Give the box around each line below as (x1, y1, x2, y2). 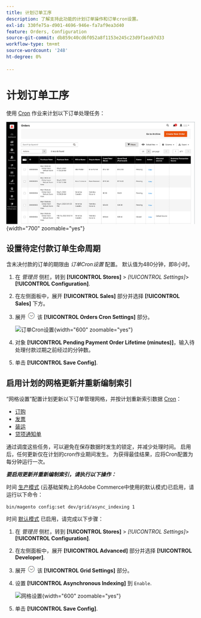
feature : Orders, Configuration (6, 29, 87, 35)
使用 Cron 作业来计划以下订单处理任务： (6, 109, 105, 117)
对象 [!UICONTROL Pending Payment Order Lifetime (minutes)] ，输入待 (14, 339, 195, 346)
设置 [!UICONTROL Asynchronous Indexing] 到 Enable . (14, 579, 152, 586)
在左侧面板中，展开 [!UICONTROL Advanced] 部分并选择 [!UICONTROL (14, 547, 193, 554)
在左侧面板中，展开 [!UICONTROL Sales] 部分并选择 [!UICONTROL (14, 292, 180, 299)
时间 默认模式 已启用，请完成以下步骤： (6, 515, 103, 522)
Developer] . (14, 553, 45, 561)
